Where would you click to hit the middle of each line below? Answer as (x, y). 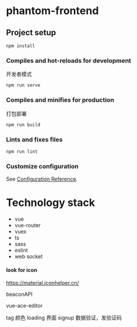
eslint (21, 250)
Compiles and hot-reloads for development (69, 60)
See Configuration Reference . (42, 179)
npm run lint (22, 151)
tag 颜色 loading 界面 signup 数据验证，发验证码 (64, 318)
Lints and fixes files (35, 139)
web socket (28, 257)
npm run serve (23, 85)
